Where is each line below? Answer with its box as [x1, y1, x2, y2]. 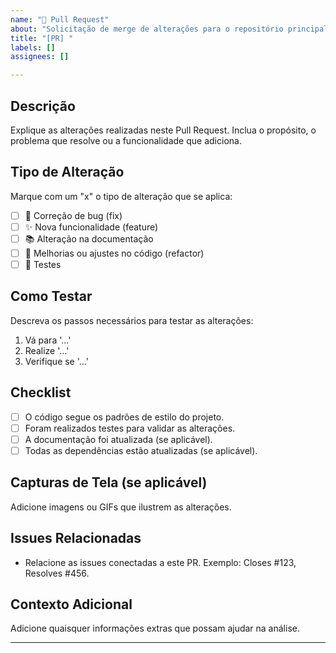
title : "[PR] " [10, 33, 74, 43]
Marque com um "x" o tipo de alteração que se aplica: [10, 190, 233, 202]
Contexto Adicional [10, 596, 133, 613]
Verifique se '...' [24, 355, 89, 367]
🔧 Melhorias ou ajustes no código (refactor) [24, 247, 205, 259]
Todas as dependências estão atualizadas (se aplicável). [24, 444, 258, 456]
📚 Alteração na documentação [24, 232, 154, 245]
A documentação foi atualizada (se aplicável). [24, 433, 213, 445]
